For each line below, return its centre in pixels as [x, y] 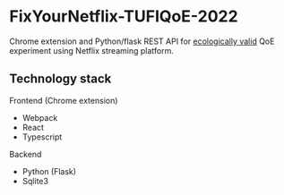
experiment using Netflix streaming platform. [92, 50]
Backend [26, 154]
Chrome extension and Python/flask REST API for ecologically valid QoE [142, 41]
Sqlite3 [35, 181]
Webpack [40, 117]
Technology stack [60, 79]
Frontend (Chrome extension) [64, 100]
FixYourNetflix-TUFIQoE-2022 [124, 17]
